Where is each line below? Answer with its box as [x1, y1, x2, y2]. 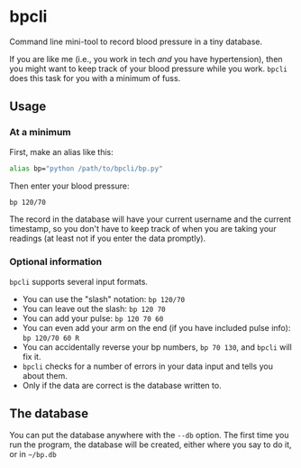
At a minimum [9, 126, 72, 139]
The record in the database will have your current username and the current [9, 214, 291, 225]
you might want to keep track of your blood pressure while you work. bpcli [9, 63, 288, 74]
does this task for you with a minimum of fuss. [9, 72, 181, 83]
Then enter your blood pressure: [9, 180, 130, 191]
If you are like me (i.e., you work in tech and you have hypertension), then [9, 53, 283, 64]
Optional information [9, 255, 103, 268]
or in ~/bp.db [9, 449, 57, 460]
